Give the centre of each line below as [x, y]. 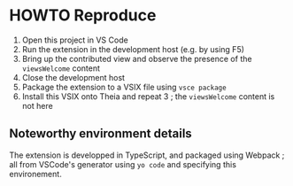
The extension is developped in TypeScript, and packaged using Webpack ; [147, 155]
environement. [35, 174]
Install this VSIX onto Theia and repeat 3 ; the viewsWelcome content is [148, 96]
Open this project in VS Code [75, 40]
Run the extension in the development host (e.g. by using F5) [133, 49]
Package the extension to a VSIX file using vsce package [124, 87]
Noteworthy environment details [100, 134]
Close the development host [73, 77]
